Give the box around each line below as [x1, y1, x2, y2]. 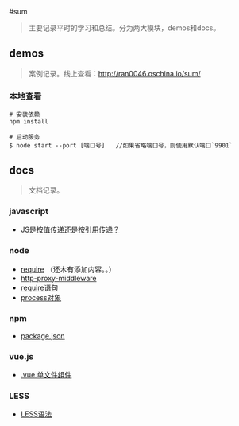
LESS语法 [20, 409, 52, 419]
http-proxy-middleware [20, 273, 97, 283]
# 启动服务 [9, 133, 40, 142]
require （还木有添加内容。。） [20, 264, 116, 274]
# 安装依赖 [9, 111, 40, 119]
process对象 [20, 292, 62, 302]
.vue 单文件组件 [20, 370, 72, 380]
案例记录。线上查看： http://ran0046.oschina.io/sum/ [28, 68, 201, 78]
